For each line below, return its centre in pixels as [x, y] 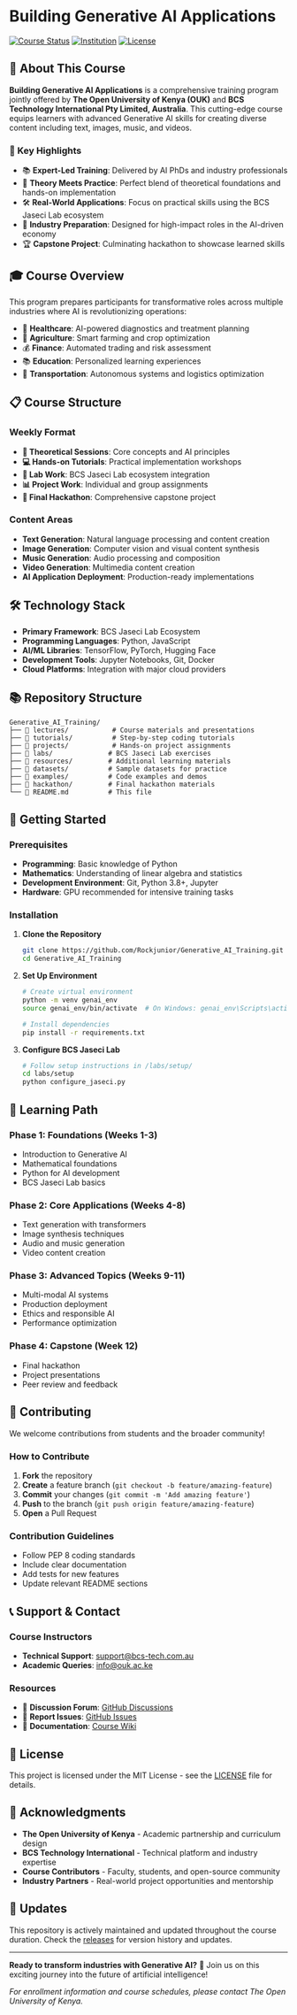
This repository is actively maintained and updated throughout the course [143, 1930]
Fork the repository [57, 1475]
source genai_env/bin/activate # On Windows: [109, 1008]
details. [23, 1784]
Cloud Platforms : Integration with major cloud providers [124, 669]
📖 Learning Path [54, 1109]
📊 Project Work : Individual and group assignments [115, 484]
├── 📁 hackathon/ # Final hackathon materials [112, 785]
